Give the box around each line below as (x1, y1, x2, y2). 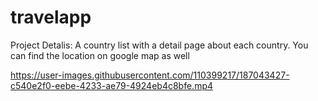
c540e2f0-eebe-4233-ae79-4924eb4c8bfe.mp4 (10, 79, 214, 91)
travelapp (10, 6, 92, 29)
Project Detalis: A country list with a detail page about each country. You (10, 39, 309, 51)
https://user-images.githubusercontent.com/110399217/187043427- (10, 69, 290, 81)
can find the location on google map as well (10, 49, 190, 61)
